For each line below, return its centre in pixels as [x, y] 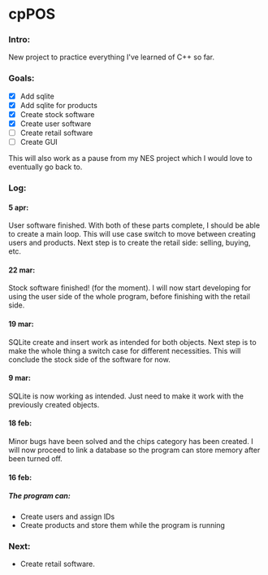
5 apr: [19, 207]
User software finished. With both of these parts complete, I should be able [134, 225]
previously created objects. [54, 404]
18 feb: [20, 423]
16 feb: [20, 477]
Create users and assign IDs [67, 516]
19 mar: [21, 324]
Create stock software [57, 114]
